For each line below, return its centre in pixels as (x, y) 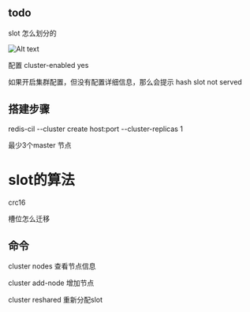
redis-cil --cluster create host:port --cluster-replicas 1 (96, 129)
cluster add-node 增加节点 (51, 283)
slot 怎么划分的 (32, 33)
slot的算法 (41, 180)
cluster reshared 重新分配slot (56, 300)
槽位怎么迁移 (29, 218)
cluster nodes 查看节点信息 (52, 266)
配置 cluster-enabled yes (49, 65)
